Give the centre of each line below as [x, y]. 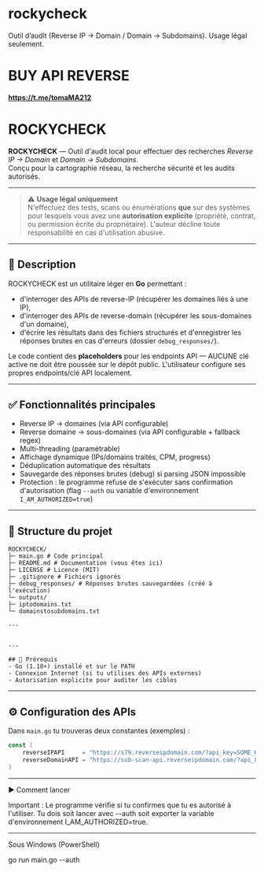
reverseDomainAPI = [54, 760]
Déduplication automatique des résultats [85, 466]
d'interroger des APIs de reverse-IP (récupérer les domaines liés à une [134, 299]
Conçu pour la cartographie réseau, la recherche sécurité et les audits [122, 168]
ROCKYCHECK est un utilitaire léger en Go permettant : [97, 284]
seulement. [26, 43]
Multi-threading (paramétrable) [70, 449]
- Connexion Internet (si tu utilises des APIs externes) [105, 673]
